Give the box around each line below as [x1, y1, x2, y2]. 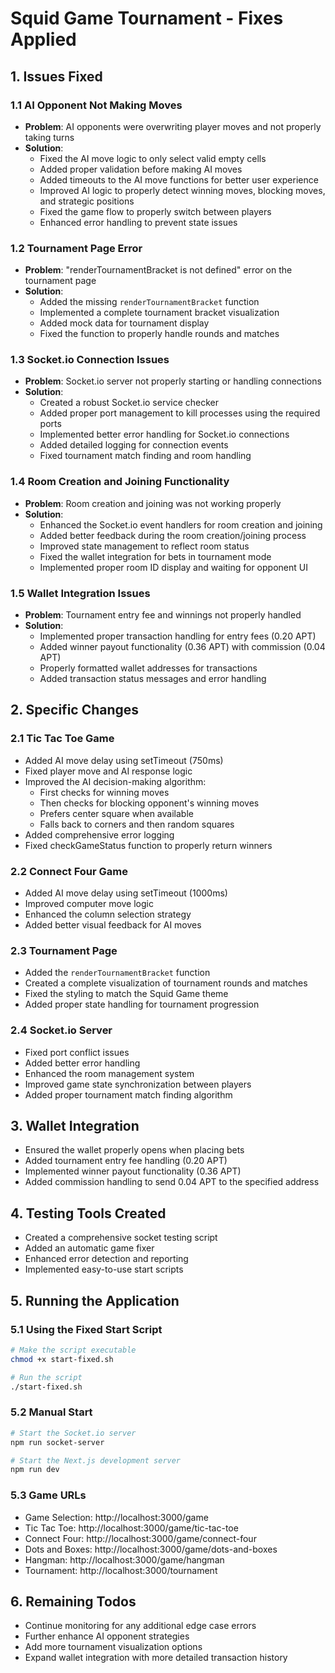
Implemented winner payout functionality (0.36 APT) [24, 1165, 242, 1177]
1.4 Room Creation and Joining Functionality [10, 475, 230, 489]
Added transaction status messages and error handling [39, 673, 267, 685]
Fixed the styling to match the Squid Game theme [24, 988, 229, 1000]
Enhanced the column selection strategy [24, 908, 192, 921]
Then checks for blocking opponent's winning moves [39, 797, 260, 809]
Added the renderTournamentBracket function [24, 967, 211, 979]
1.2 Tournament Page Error [10, 241, 143, 255]
